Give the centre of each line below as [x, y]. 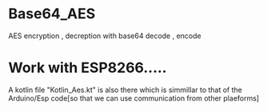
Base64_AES [52, 14]
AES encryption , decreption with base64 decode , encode [105, 36]
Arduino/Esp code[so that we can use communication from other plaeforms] [134, 98]
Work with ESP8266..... [88, 68]
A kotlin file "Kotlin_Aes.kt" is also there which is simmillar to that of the [125, 90]
